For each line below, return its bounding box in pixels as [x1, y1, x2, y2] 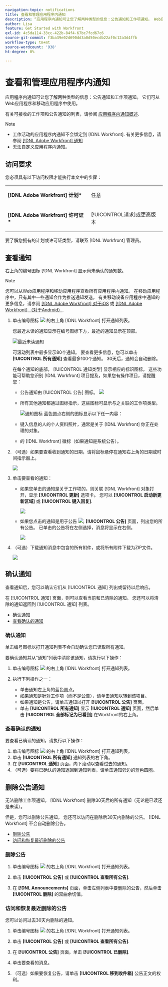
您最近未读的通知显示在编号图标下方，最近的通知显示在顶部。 [12, 328, 140, 334]
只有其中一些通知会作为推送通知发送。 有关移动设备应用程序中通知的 [18, 294, 160, 300]
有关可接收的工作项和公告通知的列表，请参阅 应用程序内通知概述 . [5, 111, 139, 117]
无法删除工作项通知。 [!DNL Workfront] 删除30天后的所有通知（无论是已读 [5, 797, 158, 803]
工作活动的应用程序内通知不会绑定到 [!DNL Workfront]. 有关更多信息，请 [12, 131, 161, 138]
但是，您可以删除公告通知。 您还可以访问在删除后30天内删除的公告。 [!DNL [5, 814, 161, 820]
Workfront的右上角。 [98, 712, 141, 718]
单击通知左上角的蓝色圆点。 [19, 687, 77, 693]
